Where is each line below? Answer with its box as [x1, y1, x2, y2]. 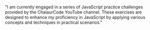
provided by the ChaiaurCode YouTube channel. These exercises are [5, 9, 142, 15]
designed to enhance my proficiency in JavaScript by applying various [5, 15, 146, 20]
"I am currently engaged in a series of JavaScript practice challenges [5, 4, 143, 10]
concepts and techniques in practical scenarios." [5, 19, 103, 25]
